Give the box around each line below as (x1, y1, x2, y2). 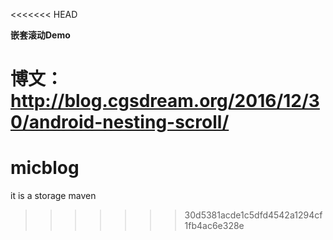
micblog (10, 157, 80, 179)
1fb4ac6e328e (184, 220, 245, 232)
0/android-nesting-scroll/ (10, 111, 230, 134)
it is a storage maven (10, 190, 97, 202)
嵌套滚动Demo (10, 29, 71, 41)
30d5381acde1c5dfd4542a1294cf (184, 209, 323, 221)
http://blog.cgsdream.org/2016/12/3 (10, 90, 320, 113)
